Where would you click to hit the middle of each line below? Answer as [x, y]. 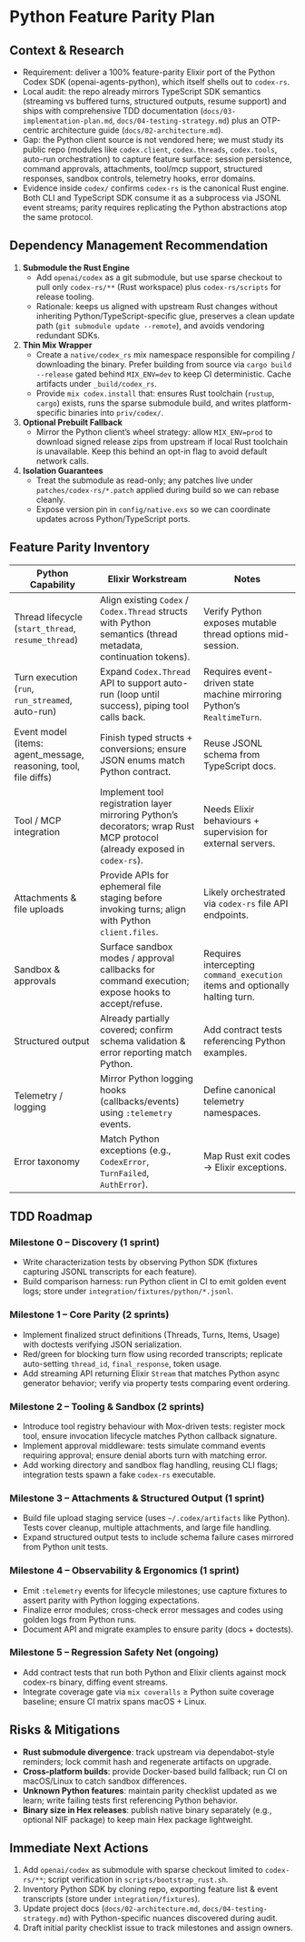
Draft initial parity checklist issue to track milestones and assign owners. [157, 1928]
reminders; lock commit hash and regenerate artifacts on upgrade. [147, 1761]
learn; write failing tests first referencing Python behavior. [130, 1800]
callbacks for [128, 969]
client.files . [129, 931]
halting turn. [230, 996]
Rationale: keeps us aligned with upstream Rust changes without [157, 306]
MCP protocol [129, 837]
